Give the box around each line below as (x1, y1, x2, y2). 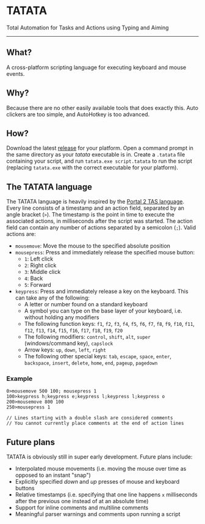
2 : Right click (24, 262, 57, 269)
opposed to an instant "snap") (15, 471, 92, 479)
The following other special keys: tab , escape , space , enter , (24, 353, 172, 360)
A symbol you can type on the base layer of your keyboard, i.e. (24, 307, 182, 315)
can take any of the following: (15, 294, 90, 301)
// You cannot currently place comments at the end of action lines (6, 420, 184, 427)
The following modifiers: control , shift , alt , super (24, 333, 151, 341)
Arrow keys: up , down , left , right (24, 346, 107, 353)
